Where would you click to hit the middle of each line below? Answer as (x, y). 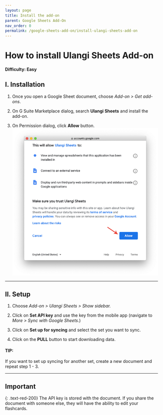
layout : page (18, 10)
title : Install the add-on (32, 15)
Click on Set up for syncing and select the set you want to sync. (76, 330)
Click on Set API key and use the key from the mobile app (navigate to (82, 315)
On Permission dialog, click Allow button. (53, 125)
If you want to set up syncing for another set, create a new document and (79, 361)
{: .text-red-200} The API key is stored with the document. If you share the (80, 398)
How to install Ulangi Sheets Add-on (79, 56)
